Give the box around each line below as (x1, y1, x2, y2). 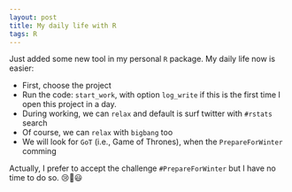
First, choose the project (21, 81, 112, 91)
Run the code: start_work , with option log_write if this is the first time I (21, 89, 281, 100)
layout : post (9, 12, 58, 22)
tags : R (9, 29, 38, 38)
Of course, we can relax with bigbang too (21, 127, 173, 138)
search (21, 118, 48, 128)
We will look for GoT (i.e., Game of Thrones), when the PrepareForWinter (21, 136, 283, 147)
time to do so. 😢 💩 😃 (9, 173, 83, 183)
